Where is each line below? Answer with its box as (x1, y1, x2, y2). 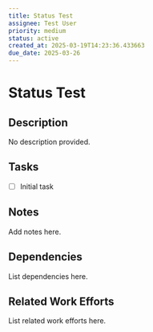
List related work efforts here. (8, 316, 107, 326)
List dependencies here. (8, 271, 88, 281)
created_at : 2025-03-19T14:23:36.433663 (8, 42, 146, 50)
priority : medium (8, 27, 66, 35)
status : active (8, 34, 59, 43)
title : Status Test (8, 11, 74, 20)
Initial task (19, 182, 54, 191)
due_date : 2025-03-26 (8, 49, 81, 57)
